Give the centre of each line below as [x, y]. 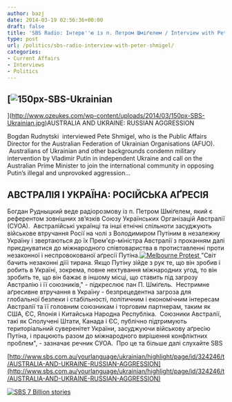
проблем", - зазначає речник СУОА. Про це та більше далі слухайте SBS [115, 343]
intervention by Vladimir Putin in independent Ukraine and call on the [105, 159]
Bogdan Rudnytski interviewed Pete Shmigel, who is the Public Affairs [107, 137]
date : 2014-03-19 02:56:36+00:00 [55, 20]
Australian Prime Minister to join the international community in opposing [110, 165]
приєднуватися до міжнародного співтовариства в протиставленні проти [116, 248]
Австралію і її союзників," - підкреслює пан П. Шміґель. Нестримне [108, 285]
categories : [24, 52]
